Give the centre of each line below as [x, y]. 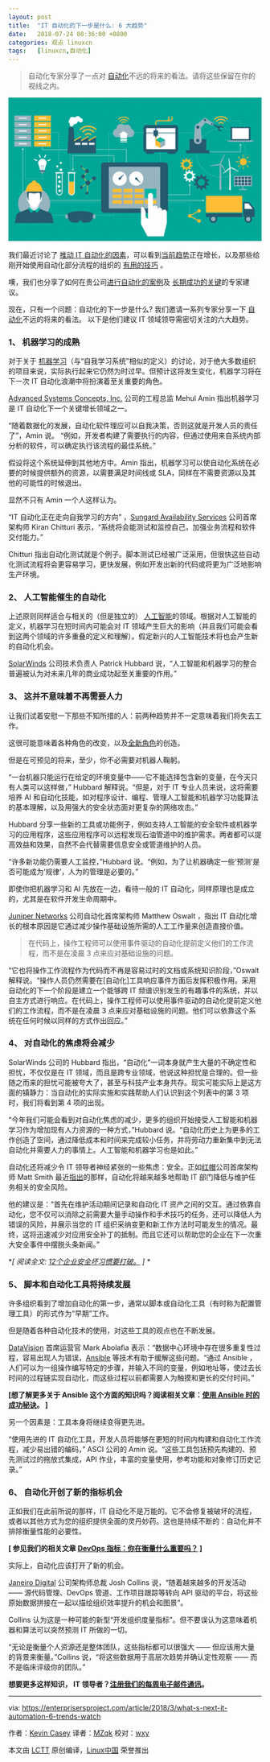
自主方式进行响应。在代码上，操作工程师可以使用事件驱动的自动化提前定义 [131, 1000]
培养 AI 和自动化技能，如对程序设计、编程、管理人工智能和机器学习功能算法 [133, 797]
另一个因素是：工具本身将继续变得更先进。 [79, 1422]
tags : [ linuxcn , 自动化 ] [50, 51]
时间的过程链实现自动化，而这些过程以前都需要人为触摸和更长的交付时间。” [131, 1378]
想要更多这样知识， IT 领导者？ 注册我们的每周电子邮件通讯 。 [108, 1684]
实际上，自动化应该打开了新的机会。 [68, 1566]
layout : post [30, 17]
